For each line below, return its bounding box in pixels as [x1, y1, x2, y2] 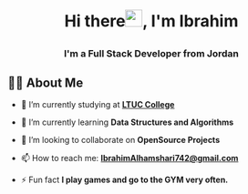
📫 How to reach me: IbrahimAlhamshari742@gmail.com [20, 153, 239, 164]
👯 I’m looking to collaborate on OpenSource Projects [20, 135, 220, 146]
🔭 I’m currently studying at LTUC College [20, 99, 175, 110]
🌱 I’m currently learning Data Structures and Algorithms [20, 117, 234, 128]
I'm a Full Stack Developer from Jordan [63, 46, 240, 59]
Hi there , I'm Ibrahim [64, 11, 239, 32]
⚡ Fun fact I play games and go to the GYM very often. [20, 174, 229, 186]
